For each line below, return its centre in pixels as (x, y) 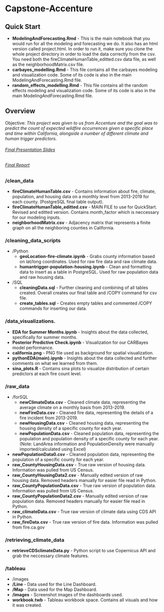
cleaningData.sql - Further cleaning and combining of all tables (84, 288)
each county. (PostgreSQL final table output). (58, 202)
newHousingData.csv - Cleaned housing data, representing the (84, 423)
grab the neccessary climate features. (50, 556)
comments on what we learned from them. (55, 363)
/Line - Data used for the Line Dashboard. (54, 585)
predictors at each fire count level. (47, 374)
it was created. (27, 605)
